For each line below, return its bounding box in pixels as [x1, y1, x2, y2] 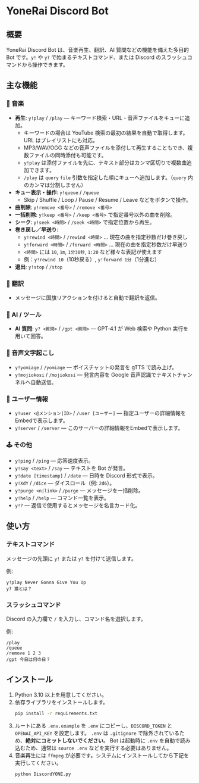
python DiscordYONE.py [14, 771, 71, 777]
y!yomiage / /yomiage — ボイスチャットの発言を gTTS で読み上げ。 [14, 363, 177, 370]
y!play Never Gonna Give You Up [6, 579, 86, 585]
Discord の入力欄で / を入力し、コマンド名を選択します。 [6, 615, 147, 623]
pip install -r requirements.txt [14, 710, 98, 716]
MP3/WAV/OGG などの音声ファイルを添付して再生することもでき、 [23, 144, 188, 151]
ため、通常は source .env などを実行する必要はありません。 [25, 744, 172, 751]
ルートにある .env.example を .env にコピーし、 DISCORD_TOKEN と [14, 722, 173, 729]
